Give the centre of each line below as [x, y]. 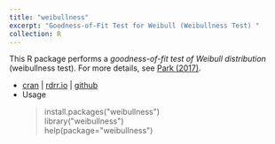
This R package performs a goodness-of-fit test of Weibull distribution [137, 59]
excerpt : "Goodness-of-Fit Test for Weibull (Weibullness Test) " [134, 26]
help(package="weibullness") [98, 131]
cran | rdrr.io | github [60, 86]
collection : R [35, 34]
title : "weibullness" [49, 17]
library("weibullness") [84, 121]
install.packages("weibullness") [102, 112]
